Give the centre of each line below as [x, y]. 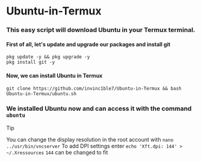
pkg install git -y [31, 62]
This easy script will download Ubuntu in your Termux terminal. [101, 30]
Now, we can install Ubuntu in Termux [54, 75]
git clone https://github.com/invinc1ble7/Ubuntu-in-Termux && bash [94, 89]
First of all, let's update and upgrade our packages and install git [88, 44]
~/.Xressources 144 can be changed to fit [57, 152]
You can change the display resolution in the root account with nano [90, 139]
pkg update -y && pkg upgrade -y [48, 57]
